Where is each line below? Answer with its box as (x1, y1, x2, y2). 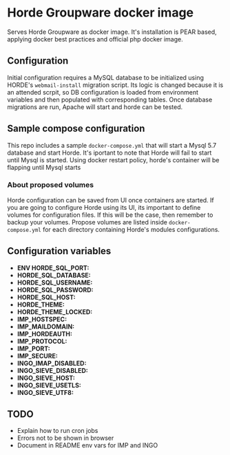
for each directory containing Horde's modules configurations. (42, 225, 220, 233)
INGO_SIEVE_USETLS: (17, 381, 81, 389)
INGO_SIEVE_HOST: (17, 374, 76, 382)
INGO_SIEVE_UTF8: (17, 388, 74, 396)
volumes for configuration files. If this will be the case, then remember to (7, 211, 213, 219)
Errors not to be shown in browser (17, 434, 114, 443)
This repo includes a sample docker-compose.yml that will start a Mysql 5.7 (7, 141, 217, 149)
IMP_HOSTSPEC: (17, 315, 67, 323)
